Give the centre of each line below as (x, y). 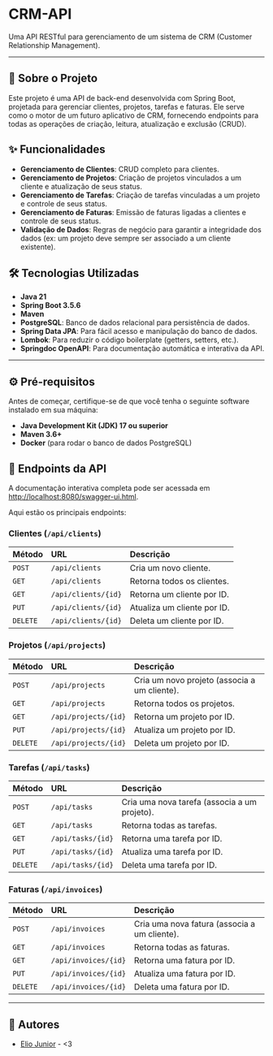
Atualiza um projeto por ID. (184, 729)
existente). (38, 247)
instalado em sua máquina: (54, 410)
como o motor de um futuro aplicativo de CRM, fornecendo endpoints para (134, 115)
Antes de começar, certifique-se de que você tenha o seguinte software (129, 401)
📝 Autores (34, 1024)
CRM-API (40, 14)
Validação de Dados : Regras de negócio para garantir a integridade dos (141, 229)
